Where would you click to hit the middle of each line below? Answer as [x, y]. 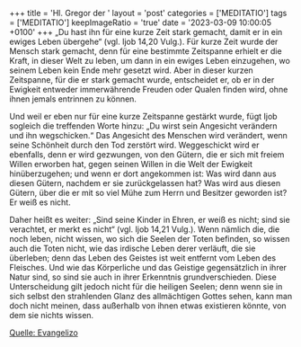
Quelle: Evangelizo [44, 333]
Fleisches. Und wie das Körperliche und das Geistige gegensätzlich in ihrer [148, 267]
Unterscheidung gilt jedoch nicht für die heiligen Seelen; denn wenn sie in [146, 286]
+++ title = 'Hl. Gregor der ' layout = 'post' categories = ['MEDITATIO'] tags [148, 13]
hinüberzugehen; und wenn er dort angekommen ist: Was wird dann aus [143, 173]
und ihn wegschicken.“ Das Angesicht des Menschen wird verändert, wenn [148, 135]
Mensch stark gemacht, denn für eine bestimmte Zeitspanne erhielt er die [146, 51]
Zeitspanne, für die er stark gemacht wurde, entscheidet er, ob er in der [142, 80]
